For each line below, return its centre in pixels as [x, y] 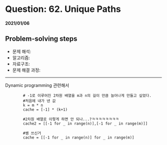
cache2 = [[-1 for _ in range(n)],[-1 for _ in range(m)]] [85, 123]
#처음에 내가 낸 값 [40, 101]
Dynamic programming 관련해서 [37, 85]
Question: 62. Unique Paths [63, 9]
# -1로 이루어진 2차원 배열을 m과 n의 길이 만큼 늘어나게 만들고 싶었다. [87, 95]
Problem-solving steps [41, 39]
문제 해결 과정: [26, 70]
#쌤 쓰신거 [32, 133]
